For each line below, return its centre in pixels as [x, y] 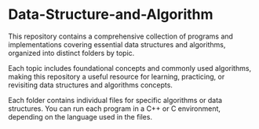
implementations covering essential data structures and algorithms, [117, 44]
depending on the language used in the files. [80, 116]
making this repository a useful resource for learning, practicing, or [117, 76]
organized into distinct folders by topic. [71, 53]
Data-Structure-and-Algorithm [111, 15]
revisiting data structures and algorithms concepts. [90, 85]
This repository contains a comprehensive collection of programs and [121, 36]
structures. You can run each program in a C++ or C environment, [115, 109]
